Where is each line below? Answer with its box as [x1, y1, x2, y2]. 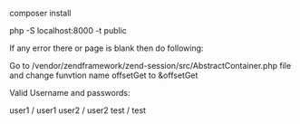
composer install [9, 8, 72, 18]
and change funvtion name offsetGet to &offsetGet [9, 70, 198, 81]
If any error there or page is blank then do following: [9, 43, 204, 53]
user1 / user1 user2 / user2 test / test [9, 105, 147, 116]
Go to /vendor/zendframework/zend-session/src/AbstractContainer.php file [9, 61, 292, 71]
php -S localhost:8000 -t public [9, 25, 127, 35]
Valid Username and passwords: [9, 88, 131, 98]
